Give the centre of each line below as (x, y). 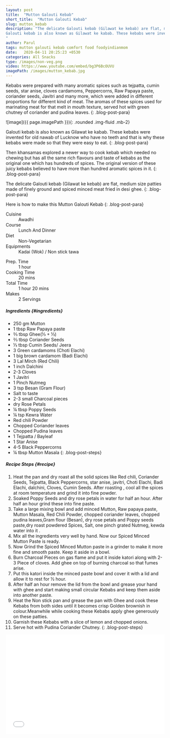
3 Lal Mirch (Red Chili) (36, 361)
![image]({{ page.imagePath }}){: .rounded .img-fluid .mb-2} (68, 122)
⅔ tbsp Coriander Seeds (39, 339)
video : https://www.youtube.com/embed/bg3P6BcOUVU (60, 66)
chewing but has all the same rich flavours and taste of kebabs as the (78, 158)
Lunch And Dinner (37, 230)
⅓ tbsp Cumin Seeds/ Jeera (42, 345)
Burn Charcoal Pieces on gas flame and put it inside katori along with (85, 557)
